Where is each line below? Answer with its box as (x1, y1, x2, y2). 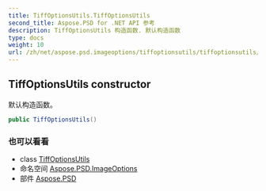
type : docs (8, 33, 44, 42)
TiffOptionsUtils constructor (8, 78, 151, 91)
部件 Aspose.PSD (19, 174, 77, 183)
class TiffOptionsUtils (19, 154, 90, 163)
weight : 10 (8, 41, 44, 49)
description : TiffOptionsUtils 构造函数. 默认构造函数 (8, 26, 181, 34)
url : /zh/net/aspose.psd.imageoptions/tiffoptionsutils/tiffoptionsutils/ (8, 48, 260, 56)
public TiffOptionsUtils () (8, 116, 97, 124)
